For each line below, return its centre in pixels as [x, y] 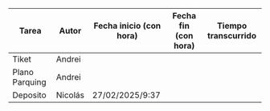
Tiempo [232, 26]
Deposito [29, 95]
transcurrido [232, 36]
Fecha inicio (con [127, 26]
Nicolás [70, 95]
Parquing [29, 82]
